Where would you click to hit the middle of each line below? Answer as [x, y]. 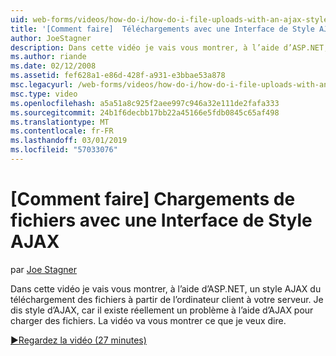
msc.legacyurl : [42, 85]
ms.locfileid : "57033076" [64, 150]
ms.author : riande [48, 57]
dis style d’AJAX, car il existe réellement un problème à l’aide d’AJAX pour [162, 310]
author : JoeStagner [51, 38]
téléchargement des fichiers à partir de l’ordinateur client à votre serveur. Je [167, 299]
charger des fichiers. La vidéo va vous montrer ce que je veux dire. [148, 320]
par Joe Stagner [44, 269]
